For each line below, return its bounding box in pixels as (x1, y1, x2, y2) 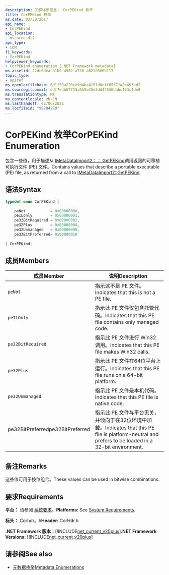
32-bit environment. (95, 443, 143, 450)
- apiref (5, 78, 24, 83)
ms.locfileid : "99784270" (5, 106, 59, 111)
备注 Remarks (5, 462, 47, 471)
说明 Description (109, 273, 147, 280)
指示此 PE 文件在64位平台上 (95, 358, 161, 365)
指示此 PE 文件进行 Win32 (95, 334, 156, 341)
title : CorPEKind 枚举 (5, 12, 51, 17)
